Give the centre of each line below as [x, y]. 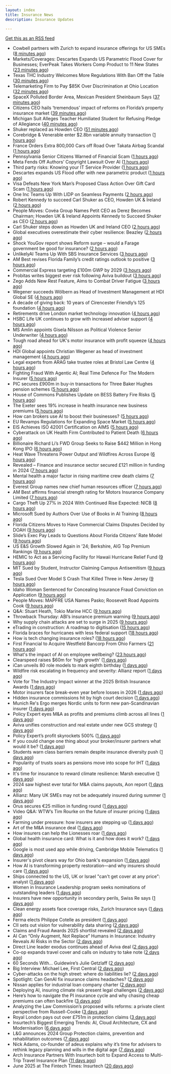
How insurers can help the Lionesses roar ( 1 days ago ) [70, 833]
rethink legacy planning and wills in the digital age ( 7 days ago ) [79, 1050]
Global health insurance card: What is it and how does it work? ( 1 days [86, 839]
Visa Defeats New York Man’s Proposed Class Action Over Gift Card [84, 183]
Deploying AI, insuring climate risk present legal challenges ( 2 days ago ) [88, 990]
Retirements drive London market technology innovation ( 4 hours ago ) [86, 313]
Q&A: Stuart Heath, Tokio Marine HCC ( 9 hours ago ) [67, 611]
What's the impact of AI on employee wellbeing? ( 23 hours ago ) [79, 655]
